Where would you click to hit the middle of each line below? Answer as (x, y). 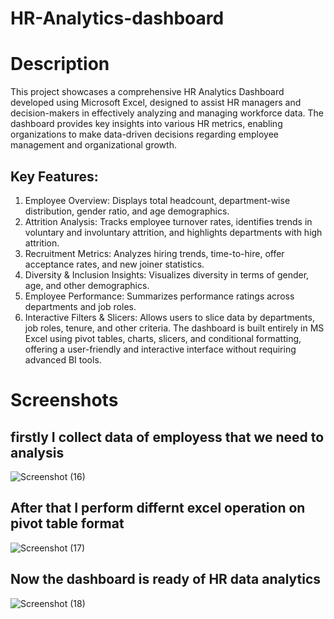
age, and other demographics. (87, 285)
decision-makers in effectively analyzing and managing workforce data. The (167, 113)
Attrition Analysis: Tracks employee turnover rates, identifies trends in (168, 221)
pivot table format (67, 523)
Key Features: (54, 176)
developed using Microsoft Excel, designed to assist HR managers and (156, 103)
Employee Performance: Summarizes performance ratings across (159, 296)
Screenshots (64, 400)
